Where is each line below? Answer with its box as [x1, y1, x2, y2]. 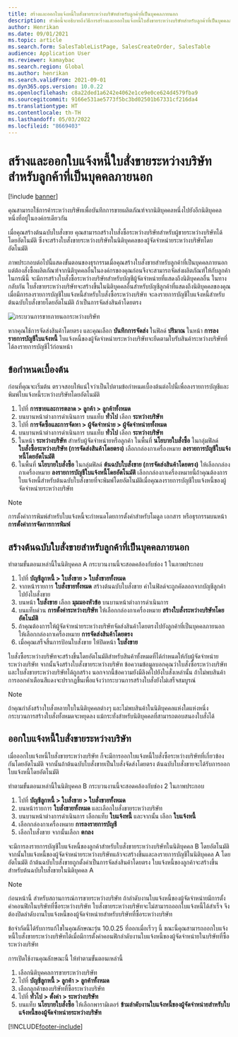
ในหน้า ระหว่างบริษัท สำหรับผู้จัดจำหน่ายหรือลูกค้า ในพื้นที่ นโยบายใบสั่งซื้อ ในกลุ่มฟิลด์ [18, 437, 218, 445]
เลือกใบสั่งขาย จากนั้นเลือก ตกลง [18, 827, 94, 836]
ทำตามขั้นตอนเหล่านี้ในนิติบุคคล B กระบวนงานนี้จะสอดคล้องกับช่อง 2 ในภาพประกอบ [8, 781, 204, 790]
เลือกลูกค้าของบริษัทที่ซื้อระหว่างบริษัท [18, 984, 105, 992]
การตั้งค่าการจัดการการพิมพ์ [8, 520, 71, 529]
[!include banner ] [8, 192, 59, 201]
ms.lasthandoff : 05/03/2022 [8, 116, 91, 123]
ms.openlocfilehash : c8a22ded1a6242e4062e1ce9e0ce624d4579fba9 [8, 89, 198, 96]
